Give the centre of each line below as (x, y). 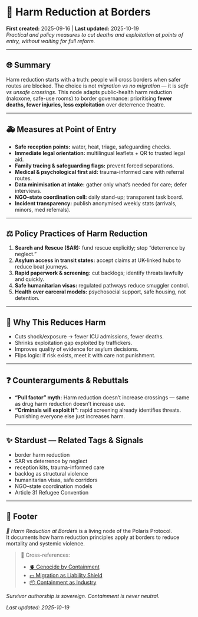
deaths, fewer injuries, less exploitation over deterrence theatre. (86, 104)
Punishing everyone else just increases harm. (70, 416)
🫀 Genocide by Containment (65, 567)
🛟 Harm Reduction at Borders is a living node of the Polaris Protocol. (89, 531)
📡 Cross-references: (45, 555)
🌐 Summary (29, 65)
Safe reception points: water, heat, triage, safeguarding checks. (93, 147)
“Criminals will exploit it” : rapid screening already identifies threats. (98, 410)
